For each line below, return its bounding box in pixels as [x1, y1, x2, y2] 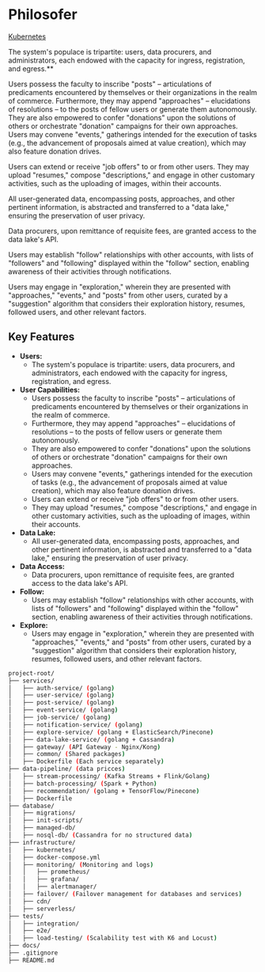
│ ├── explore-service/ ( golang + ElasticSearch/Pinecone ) [8, 728, 214, 736]
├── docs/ [8, 942, 41, 950]
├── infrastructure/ [8, 838, 77, 846]
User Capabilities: [19, 385, 81, 394]
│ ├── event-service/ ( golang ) [8, 706, 119, 714]
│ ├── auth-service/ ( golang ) [8, 684, 115, 692]
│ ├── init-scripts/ [8, 817, 83, 825]
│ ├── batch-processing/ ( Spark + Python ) [8, 780, 157, 788]
